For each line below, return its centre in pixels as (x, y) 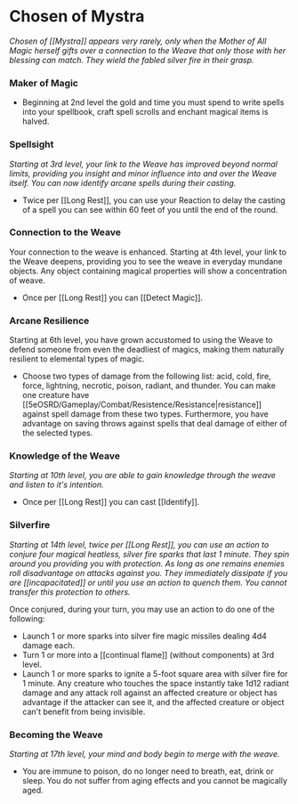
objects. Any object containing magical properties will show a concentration (148, 271)
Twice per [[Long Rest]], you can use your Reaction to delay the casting (154, 200)
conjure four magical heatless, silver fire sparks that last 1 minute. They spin (149, 554)
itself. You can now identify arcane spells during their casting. (123, 183)
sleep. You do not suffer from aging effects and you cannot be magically (154, 781)
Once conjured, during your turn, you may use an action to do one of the (142, 609)
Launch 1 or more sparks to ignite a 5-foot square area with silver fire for (155, 673)
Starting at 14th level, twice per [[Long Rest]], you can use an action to (139, 544)
